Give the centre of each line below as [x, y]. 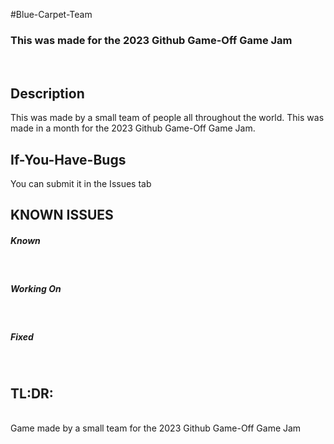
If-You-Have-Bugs [68, 159]
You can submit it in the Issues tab [81, 183]
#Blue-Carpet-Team [51, 14]
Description [47, 93]
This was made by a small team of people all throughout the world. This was [167, 118]
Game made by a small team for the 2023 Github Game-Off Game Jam [156, 428]
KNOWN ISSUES [62, 215]
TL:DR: [32, 393]
